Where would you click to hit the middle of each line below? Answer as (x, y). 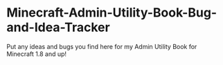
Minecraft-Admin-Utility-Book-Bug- (112, 13)
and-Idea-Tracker (58, 27)
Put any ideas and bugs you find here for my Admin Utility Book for (102, 46)
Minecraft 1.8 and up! (37, 54)
